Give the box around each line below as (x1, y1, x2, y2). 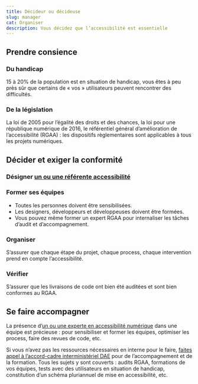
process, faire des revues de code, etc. (6, 335, 102, 342)
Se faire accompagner (6, 307, 90, 317)
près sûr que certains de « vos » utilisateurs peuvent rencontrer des (6, 84, 171, 92)
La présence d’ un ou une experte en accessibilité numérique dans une (6, 323, 177, 330)
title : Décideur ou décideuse (6, 8, 81, 15)
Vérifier (6, 270, 28, 278)
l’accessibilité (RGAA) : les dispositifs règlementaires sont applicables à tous (6, 131, 192, 139)
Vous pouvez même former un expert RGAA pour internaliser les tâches (14, 214, 189, 222)
